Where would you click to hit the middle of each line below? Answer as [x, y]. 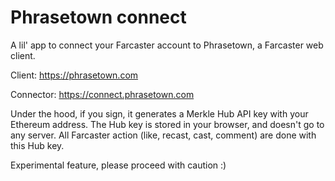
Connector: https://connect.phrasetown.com [102, 94]
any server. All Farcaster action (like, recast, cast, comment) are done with [163, 135]
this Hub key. [37, 145]
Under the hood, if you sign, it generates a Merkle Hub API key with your [159, 113]
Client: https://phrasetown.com [74, 75]
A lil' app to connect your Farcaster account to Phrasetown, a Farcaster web [167, 45]
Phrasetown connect [98, 17]
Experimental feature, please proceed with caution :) [118, 165]
